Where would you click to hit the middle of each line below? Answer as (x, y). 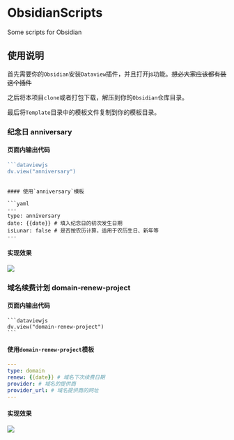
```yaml (18, 203)
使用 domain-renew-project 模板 (51, 349)
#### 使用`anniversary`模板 (46, 191)
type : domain (26, 371)
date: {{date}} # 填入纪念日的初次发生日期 (65, 223)
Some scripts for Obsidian (45, 32)
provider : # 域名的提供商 (42, 384)
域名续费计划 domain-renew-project (69, 288)
